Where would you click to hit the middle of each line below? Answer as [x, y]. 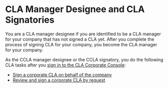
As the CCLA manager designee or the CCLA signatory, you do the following [84, 59]
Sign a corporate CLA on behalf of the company [62, 74]
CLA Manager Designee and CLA [75, 9]
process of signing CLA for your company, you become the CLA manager [81, 44]
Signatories [30, 20]
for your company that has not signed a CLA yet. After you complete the [80, 39]
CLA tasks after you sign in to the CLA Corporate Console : [65, 65]
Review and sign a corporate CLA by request [59, 80]
